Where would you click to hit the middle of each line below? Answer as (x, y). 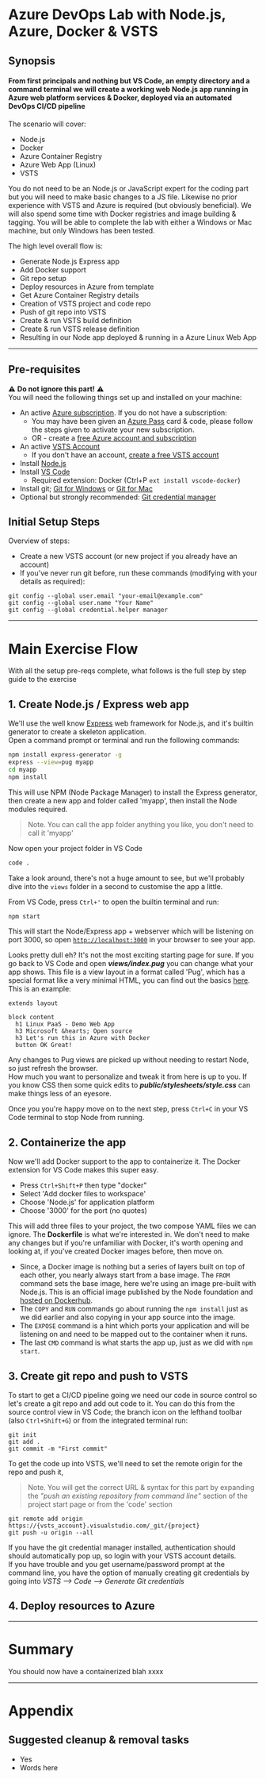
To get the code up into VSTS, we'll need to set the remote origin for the (125, 1464)
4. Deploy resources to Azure (82, 1606)
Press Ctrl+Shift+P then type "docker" (83, 1185)
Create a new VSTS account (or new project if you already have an (128, 556)
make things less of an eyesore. (60, 1094)
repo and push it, (36, 1472)
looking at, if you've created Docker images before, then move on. (116, 1251)
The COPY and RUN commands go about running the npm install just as (134, 1309)
